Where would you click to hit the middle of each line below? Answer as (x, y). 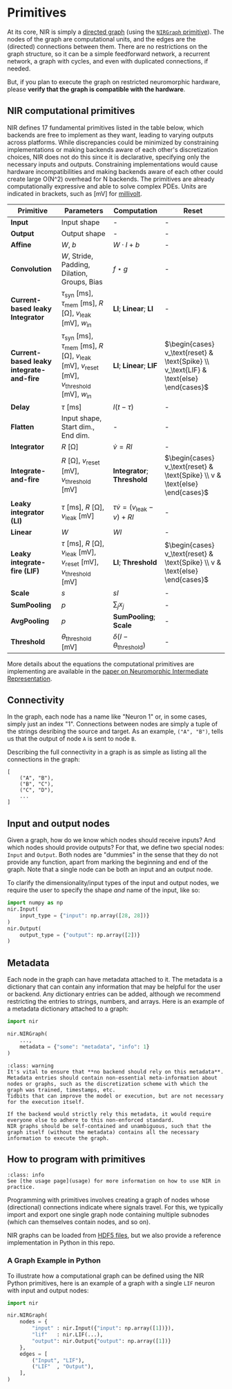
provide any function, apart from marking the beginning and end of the (108, 862)
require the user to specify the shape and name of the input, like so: (104, 890)
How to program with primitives (77, 1159)
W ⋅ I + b (126, 244)
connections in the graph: (44, 759)
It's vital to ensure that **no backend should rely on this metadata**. (116, 1071)
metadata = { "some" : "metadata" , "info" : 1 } (85, 1047)
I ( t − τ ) (124, 407)
